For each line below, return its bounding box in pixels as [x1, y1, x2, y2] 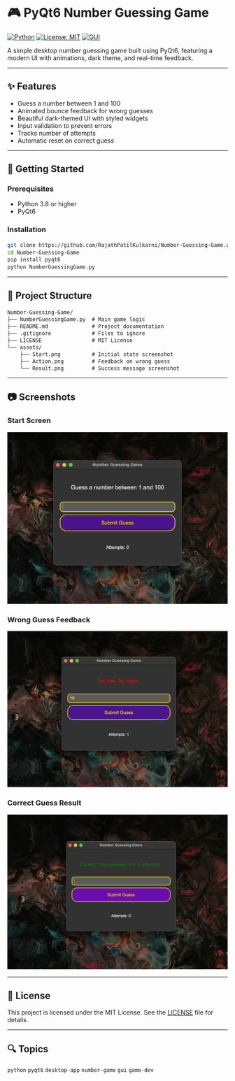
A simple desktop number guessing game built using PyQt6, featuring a [7, 46, 213, 55]
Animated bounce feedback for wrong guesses [17, 106, 154, 115]
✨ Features [7, 80, 57, 92]
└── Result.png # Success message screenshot [20, 365, 180, 372]
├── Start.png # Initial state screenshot [20, 351, 173, 358]
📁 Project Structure [7, 289, 92, 301]
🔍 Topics [7, 1043, 49, 1055]
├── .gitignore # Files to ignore [7, 330, 145, 337]
